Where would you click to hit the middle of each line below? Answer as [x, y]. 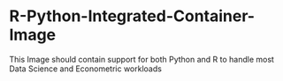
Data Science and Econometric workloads [85, 69]
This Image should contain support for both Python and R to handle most [141, 59]
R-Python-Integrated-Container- [132, 16]
